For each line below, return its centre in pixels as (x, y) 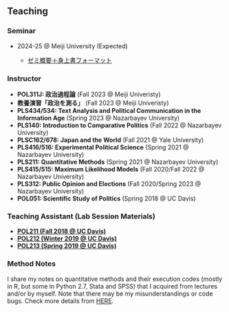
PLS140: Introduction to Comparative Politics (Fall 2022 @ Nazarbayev (119, 125)
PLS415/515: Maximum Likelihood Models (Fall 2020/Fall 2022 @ (111, 169)
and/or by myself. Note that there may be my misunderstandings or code (110, 293)
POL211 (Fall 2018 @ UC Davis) (62, 231)
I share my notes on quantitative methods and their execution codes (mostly (115, 279)
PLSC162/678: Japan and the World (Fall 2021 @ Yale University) (110, 140)
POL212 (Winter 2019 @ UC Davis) (67, 239)
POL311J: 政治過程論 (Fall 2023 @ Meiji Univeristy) (89, 94)
